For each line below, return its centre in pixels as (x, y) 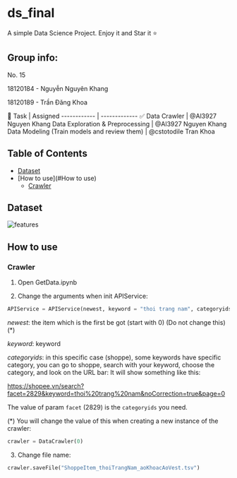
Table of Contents (48, 154)
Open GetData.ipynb (47, 282)
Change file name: (44, 455)
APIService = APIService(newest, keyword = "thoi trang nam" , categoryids (120, 309)
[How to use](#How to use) (57, 178)
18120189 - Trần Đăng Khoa (48, 102)
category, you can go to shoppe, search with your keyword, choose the (111, 364)
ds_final (31, 13)
